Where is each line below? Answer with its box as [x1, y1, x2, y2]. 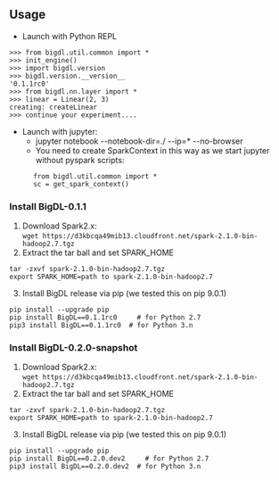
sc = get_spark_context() [32, 179, 129, 188]
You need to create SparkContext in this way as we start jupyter [35, 145, 270, 155]
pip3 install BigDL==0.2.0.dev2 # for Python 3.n [9, 462, 201, 471]
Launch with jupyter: [21, 126, 98, 137]
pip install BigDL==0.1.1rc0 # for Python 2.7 [9, 313, 201, 322]
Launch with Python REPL [21, 30, 118, 41]
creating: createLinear [9, 103, 98, 112]
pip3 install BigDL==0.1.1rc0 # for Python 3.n [9, 321, 193, 330]
